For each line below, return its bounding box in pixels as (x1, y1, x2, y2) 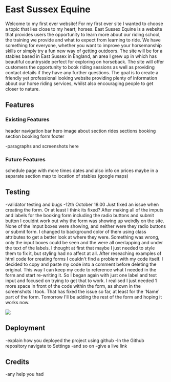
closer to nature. (5, 86, 40, 92)
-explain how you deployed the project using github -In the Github (5, 337, 144, 344)
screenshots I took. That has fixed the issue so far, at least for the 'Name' (5, 288, 160, 294)
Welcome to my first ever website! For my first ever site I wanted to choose (5, 20, 163, 27)
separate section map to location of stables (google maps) (5, 173, 129, 179)
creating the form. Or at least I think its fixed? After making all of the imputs (5, 206, 164, 213)
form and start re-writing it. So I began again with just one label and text (5, 272, 157, 278)
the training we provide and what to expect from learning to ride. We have (5, 37, 161, 43)
